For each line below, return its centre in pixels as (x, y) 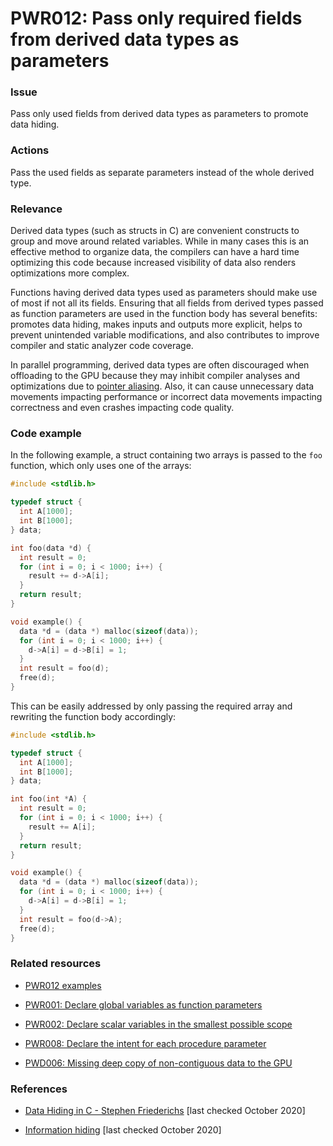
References (39, 1089)
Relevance (36, 209)
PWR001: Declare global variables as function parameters (143, 1004)
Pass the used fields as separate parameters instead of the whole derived (162, 172)
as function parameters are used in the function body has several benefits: (164, 314)
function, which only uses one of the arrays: (101, 466)
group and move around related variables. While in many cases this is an (160, 241)
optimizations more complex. (70, 273)
